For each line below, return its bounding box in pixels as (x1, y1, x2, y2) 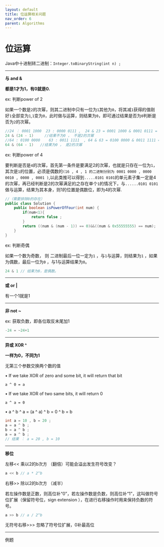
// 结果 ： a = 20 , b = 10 (5, 436, 60, 441)
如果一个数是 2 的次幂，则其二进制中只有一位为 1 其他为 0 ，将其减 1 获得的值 (5, 107, 151, 113)
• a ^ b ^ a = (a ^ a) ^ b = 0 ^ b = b (5, 409, 73, 415)
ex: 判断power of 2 (5, 96, 43, 102)
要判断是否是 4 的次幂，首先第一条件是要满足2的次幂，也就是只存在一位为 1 (5, 162, 153, 168)
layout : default (5, 7, 38, 12)
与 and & (5, 75, 22, 81)
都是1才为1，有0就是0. (5, 86, 50, 92)
